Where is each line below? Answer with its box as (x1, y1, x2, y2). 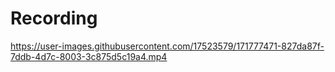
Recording (10, 7, 98, 30)
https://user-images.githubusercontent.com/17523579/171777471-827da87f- (10, 40, 325, 52)
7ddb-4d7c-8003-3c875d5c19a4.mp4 (10, 50, 168, 62)
